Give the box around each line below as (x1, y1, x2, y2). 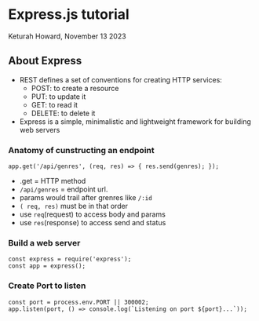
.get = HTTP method (19, 177, 86, 186)
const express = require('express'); (8, 255, 132, 264)
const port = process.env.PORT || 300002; (8, 298, 149, 306)
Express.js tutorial (8, 5, 129, 24)
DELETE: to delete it (31, 108, 96, 118)
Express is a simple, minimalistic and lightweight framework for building (19, 116, 251, 126)
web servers (19, 125, 60, 134)
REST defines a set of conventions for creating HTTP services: (19, 75, 222, 84)
